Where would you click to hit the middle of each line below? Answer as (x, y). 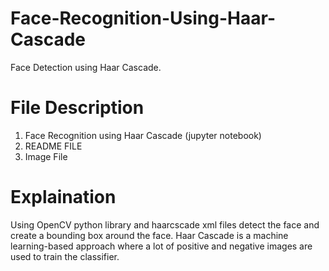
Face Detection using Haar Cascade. (86, 67)
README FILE (53, 146)
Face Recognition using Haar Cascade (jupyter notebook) (143, 135)
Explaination (63, 197)
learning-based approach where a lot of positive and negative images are (161, 246)
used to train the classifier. (65, 256)
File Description (77, 108)
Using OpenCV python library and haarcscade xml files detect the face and (165, 224)
